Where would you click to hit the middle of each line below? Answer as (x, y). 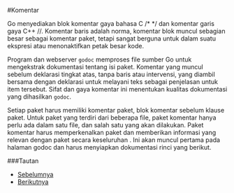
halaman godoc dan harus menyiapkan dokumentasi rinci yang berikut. (109, 147)
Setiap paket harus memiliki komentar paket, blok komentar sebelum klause (116, 110)
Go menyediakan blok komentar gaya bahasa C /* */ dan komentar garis (111, 23)
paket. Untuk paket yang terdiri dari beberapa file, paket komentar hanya (112, 117)
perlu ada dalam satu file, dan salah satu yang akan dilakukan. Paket (105, 125)
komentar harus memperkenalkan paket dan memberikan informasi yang (112, 133)
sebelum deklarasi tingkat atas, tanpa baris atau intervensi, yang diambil (111, 74)
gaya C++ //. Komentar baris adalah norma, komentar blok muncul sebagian (116, 31)
